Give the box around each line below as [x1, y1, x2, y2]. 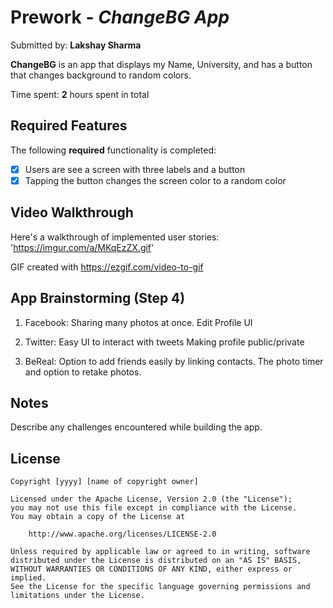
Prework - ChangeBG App [10, 6, 230, 29]
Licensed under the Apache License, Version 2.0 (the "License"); [10, 494, 293, 505]
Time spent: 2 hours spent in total [10, 88, 150, 100]
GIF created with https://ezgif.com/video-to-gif [10, 261, 204, 273]
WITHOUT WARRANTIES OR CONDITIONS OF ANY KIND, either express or [10, 564, 293, 575]
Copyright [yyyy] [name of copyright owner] [10, 477, 199, 487]
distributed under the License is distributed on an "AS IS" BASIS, [10, 556, 302, 566]
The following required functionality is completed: [10, 144, 217, 156]
